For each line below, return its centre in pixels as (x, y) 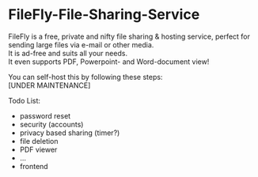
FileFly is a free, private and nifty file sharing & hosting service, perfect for (129, 36)
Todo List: (25, 100)
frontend (34, 166)
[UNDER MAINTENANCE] (49, 85)
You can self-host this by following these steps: (85, 77)
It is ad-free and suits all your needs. (68, 53)
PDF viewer (38, 149)
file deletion (39, 141)
